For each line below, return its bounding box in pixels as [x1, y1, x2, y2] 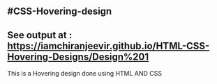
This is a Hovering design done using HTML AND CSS [7, 69, 163, 78]
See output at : [7, 29, 73, 41]
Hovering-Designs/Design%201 [7, 51, 149, 62]
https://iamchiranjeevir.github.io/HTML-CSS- [7, 40, 210, 51]
